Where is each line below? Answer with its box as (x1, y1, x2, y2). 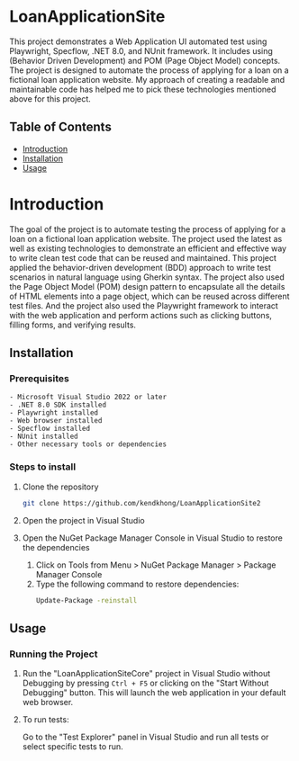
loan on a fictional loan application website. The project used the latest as (9, 233, 283, 244)
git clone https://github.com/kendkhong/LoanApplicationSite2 (22, 498, 261, 507)
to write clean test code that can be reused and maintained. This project (9, 252, 277, 263)
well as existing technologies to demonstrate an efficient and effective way (9, 243, 286, 254)
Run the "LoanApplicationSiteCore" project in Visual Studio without (22, 668, 271, 679)
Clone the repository (22, 481, 99, 492)
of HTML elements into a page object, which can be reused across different (9, 291, 290, 301)
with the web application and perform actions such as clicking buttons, (9, 309, 273, 320)
